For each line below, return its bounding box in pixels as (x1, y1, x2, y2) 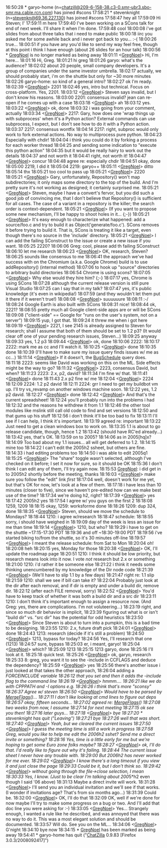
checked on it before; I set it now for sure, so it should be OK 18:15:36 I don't (5, 460, 162, 466)
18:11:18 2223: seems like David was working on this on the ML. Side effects (5, 360, 161, 366)
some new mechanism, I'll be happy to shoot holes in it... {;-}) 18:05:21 (5, 211, 150, 217)
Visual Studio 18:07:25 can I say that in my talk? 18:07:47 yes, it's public (5, 286, 152, 291)
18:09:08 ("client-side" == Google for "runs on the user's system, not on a (5, 312, 158, 318)
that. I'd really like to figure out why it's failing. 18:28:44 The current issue (5, 747, 157, 753)
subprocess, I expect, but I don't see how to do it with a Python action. (5, 121, 151, 127)
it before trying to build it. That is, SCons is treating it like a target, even (5, 227, 151, 233)
